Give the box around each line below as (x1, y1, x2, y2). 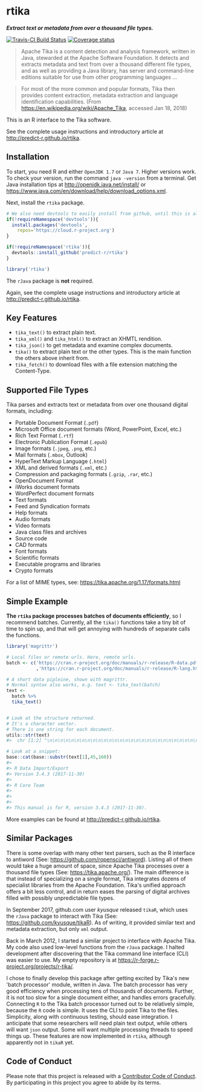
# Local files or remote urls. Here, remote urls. (6, 654, 137, 660)
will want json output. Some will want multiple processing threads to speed (6, 1025, 193, 1033)
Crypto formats (14, 567, 53, 574)
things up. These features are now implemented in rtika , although (6, 1032, 172, 1039)
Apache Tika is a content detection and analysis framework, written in (21, 47, 195, 55)
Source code (14, 535, 47, 542)
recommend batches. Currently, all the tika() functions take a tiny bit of (6, 619, 186, 626)
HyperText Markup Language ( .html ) (14, 458, 107, 465)
